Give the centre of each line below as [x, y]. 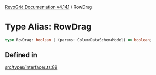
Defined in [21, 55]
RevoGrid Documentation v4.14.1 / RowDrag [49, 7]
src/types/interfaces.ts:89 [31, 67]
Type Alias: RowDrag [48, 27]
